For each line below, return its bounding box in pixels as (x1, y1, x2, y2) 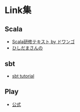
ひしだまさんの (11, 45, 43, 50)
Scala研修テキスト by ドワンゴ (11, 38, 75, 44)
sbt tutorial (11, 73, 34, 79)
